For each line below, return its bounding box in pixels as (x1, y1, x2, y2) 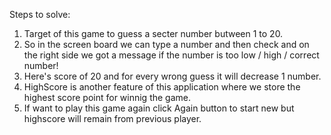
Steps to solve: (9, 9, 71, 20)
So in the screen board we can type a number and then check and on (23, 39, 310, 50)
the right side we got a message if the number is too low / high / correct (23, 49, 320, 61)
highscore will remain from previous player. (23, 113, 202, 124)
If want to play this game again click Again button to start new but (23, 102, 295, 114)
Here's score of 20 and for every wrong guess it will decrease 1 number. (23, 70, 322, 82)
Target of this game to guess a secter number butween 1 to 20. (23, 28, 284, 39)
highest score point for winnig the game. (23, 92, 192, 103)
